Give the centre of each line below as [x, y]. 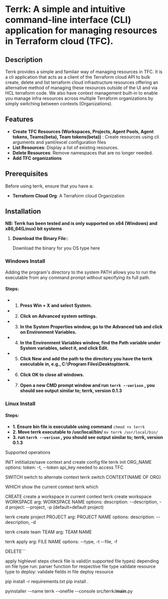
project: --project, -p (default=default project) [56, 507]
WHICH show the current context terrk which [52, 487]
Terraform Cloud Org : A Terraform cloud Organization [68, 195]
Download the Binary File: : [40, 239]
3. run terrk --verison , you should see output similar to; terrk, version [88, 438]
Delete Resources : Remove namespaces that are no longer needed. [83, 153]
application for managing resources [81, 31]
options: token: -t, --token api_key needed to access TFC [64, 468]
